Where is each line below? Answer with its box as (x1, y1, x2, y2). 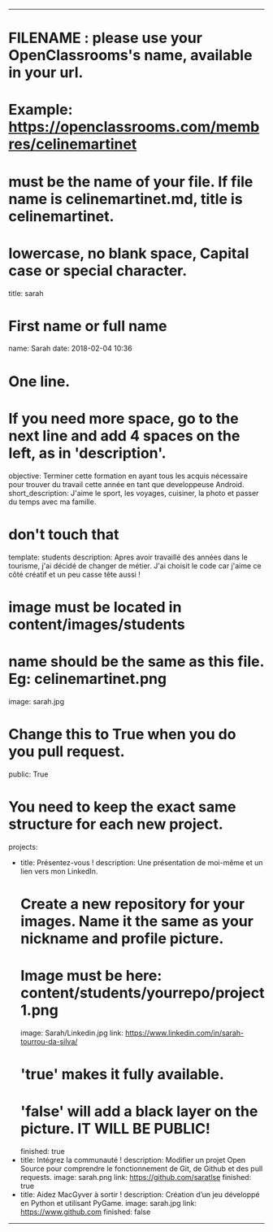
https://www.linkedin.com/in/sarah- (124, 1028, 245, 1038)
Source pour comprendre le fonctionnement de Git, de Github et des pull (19, 1164, 263, 1173)
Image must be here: (19, 966, 162, 985)
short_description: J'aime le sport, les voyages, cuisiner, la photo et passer (8, 488, 259, 498)
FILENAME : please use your (8, 29, 203, 47)
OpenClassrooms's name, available (8, 46, 253, 65)
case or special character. (8, 261, 188, 280)
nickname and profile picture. (19, 929, 224, 947)
